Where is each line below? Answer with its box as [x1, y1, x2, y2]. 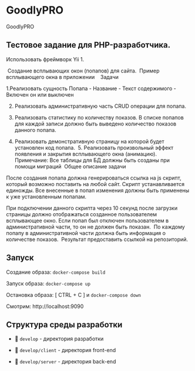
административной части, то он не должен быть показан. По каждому [6, 223, 185, 230]
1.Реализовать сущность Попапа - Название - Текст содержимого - [6, 85, 176, 92]
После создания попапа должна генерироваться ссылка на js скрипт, [6, 174, 181, 181]
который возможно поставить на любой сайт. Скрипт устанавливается [6, 180, 185, 187]
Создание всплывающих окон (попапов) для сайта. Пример [7, 67, 160, 74]
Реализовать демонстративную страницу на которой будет [14, 138, 164, 145]
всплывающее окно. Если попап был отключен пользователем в [6, 217, 169, 224]
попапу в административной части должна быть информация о [6, 229, 166, 236]
